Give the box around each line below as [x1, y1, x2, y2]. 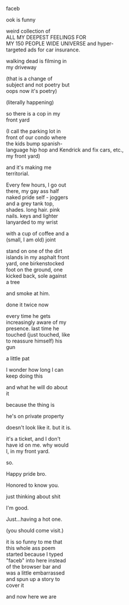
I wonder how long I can [6, 367, 64, 373]
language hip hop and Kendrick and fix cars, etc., [6, 146, 124, 153]
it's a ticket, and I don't [6, 435, 61, 442]
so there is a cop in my [6, 110, 60, 117]
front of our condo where [6, 134, 67, 141]
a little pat [6, 355, 30, 362]
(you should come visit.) [6, 527, 64, 534]
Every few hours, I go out [6, 181, 66, 188]
